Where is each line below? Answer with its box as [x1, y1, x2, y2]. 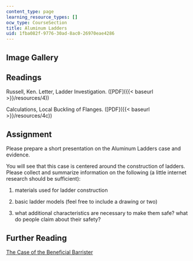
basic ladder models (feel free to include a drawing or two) [14, 198, 158, 205]
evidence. [6, 151, 31, 158]
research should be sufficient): [6, 175, 81, 182]
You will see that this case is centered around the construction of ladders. [6, 163, 185, 170]
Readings [6, 72, 42, 83]
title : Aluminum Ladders [6, 25, 67, 31]
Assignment [6, 129, 52, 139]
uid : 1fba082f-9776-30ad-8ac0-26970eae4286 [6, 31, 115, 37]
